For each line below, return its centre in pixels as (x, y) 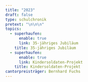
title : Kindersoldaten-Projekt (48, 67)
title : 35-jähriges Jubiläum (45, 48)
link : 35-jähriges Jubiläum (49, 43)
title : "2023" (20, 10)
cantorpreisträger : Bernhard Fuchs (43, 72)
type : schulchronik (26, 19)
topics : (13, 29)
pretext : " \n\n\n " (25, 24)
